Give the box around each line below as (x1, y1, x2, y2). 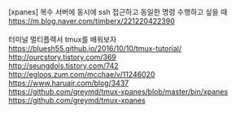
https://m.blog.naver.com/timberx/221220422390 (8, 16, 175, 26)
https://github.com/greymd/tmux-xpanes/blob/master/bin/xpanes (8, 87, 229, 96)
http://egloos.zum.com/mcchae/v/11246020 (8, 70, 155, 79)
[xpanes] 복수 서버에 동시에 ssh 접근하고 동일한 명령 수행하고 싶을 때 (8, 7, 228, 16)
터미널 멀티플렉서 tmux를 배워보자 (8, 35, 117, 44)
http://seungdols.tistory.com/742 (8, 61, 119, 71)
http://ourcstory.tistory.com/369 (8, 52, 116, 62)
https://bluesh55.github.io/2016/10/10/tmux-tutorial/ (8, 44, 182, 53)
